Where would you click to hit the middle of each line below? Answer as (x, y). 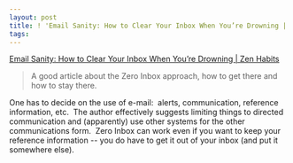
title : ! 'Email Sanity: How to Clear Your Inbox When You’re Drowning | (148, 26)
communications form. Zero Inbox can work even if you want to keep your (145, 131)
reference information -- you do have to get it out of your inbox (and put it (144, 140)
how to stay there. (64, 86)
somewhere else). (42, 150)
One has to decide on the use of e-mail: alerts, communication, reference (144, 103)
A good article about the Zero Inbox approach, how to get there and (154, 76)
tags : (19, 34)
